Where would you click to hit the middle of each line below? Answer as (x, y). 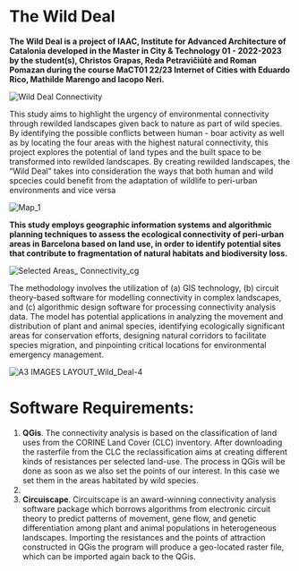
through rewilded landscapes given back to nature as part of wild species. (146, 124)
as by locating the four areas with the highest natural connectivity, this (139, 142)
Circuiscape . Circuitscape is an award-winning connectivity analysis (149, 499)
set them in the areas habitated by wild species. (110, 480)
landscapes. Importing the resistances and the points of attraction (144, 537)
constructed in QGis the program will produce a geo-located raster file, (153, 547)
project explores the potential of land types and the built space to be (136, 152)
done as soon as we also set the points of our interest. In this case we (151, 471)
